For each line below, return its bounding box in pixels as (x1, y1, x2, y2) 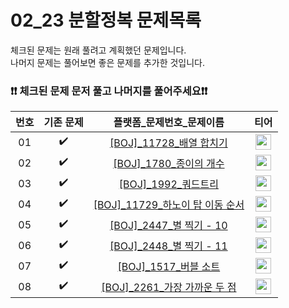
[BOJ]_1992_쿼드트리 (118, 177, 220, 191)
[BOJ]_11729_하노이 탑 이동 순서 (93, 197, 245, 211)
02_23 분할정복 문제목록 (10, 9, 202, 32)
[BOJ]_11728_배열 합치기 (109, 136, 228, 150)
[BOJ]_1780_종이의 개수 (113, 156, 225, 170)
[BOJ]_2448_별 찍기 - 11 (109, 239, 228, 253)
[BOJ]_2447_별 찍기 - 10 (109, 218, 228, 232)
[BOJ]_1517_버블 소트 (117, 259, 221, 273)
